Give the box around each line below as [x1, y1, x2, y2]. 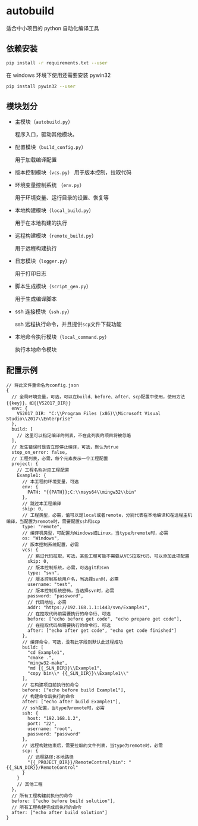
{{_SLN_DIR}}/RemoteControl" [6, 765, 78, 771]
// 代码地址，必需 [27, 600, 67, 606]
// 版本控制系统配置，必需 [21, 542, 79, 548]
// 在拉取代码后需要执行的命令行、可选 [27, 622, 111, 629]
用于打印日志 [14, 270, 46, 278]
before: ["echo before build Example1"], [21, 687, 127, 693]
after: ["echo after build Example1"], [21, 699, 121, 705]
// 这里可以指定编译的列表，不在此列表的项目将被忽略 [17, 433, 131, 439]
